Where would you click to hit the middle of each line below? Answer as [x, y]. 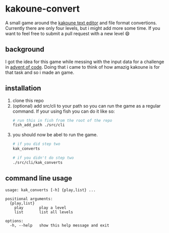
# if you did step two [36, 144]
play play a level [40, 208]
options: [14, 221]
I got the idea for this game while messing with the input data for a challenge [85, 62]
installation [23, 88]
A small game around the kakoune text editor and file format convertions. [81, 23]
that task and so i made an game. [40, 72]
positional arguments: [29, 199]
